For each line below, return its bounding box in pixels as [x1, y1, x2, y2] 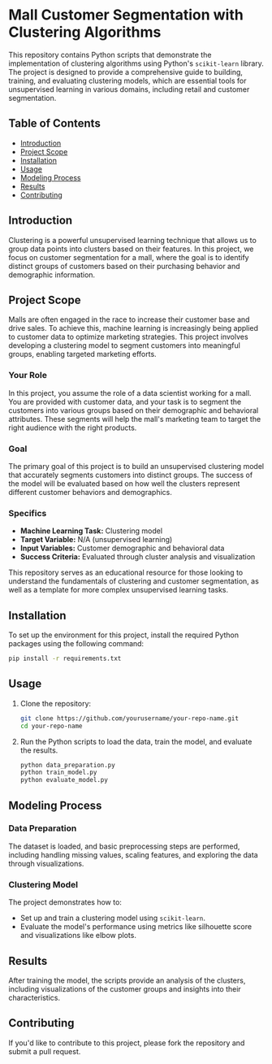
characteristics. [8, 992, 61, 1002]
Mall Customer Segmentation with [8, 6, 244, 24]
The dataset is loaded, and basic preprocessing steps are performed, [8, 841, 240, 851]
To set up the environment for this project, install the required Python [8, 630, 240, 640]
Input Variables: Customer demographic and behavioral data [19, 543, 225, 554]
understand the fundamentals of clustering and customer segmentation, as [8, 576, 260, 586]
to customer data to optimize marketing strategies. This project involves [8, 332, 249, 342]
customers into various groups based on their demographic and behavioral [8, 405, 259, 415]
